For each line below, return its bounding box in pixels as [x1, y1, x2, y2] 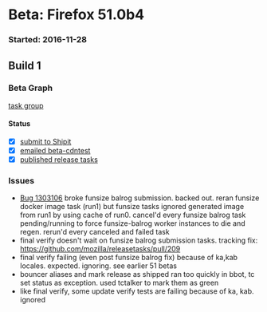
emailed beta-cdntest [19, 146, 91, 156]
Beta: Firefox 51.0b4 [8, 6, 145, 24]
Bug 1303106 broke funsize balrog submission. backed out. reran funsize [19, 193, 260, 203]
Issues [8, 176, 35, 187]
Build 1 [8, 58, 41, 73]
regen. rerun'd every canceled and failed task [19, 227, 170, 237]
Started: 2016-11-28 [8, 34, 88, 45]
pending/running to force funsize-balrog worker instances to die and [19, 219, 245, 228]
